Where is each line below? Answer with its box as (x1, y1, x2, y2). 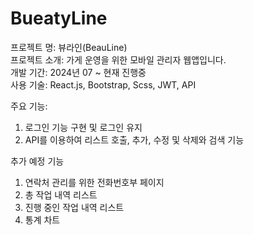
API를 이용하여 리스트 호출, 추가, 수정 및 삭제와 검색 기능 (24, 133, 245, 146)
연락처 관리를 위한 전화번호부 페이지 (24, 176, 165, 188)
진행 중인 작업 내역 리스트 (24, 201, 125, 213)
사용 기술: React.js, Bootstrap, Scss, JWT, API (10, 78, 197, 91)
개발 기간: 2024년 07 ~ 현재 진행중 (10, 66, 147, 78)
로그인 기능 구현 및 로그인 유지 (24, 121, 143, 133)
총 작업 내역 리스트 (24, 188, 98, 201)
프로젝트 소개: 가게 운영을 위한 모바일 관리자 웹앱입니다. (10, 53, 227, 66)
